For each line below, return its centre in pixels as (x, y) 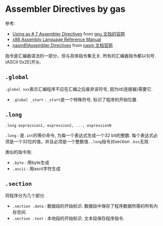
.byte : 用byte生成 (31, 162)
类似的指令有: (19, 152)
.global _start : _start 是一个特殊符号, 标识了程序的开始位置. (75, 99)
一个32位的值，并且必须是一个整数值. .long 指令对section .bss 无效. (81, 141)
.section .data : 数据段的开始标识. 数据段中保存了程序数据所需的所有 (83, 206)
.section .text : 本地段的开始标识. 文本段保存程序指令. (68, 219)
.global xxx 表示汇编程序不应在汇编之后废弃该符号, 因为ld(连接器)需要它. (79, 89)
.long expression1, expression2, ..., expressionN (58, 125)
